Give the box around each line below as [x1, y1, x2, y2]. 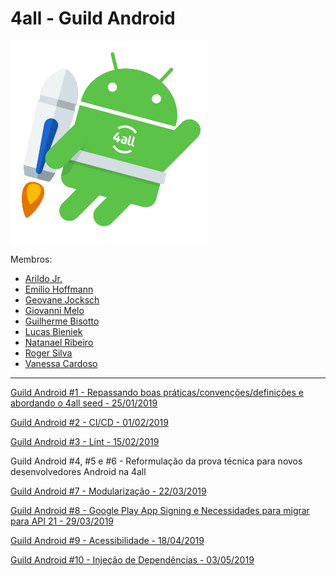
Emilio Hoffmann [24, 283, 94, 295]
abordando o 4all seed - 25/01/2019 [10, 397, 158, 409]
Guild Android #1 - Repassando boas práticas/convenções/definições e [10, 386, 304, 398]
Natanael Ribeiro [24, 336, 94, 348]
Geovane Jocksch [24, 293, 100, 306]
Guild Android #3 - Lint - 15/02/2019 [10, 435, 160, 447]
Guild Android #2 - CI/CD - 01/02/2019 [10, 416, 169, 428]
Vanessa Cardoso [24, 357, 98, 369]
